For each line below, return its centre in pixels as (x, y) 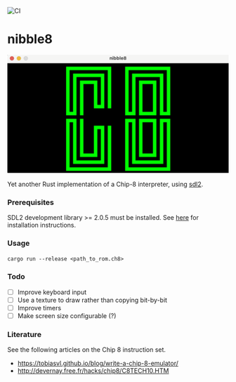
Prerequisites (31, 202)
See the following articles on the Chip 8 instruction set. (87, 350)
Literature (25, 334)
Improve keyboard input (52, 292)
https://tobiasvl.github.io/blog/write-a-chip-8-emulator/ (98, 363)
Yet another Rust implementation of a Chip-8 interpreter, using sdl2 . (105, 184)
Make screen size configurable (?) (67, 315)
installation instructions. (42, 225)
